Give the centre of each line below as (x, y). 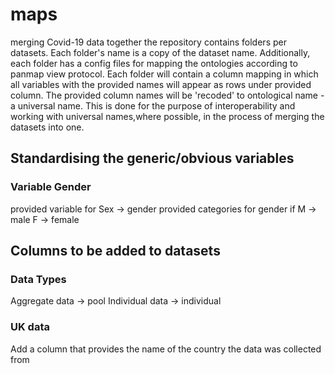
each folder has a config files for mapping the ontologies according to (154, 63)
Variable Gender (51, 187)
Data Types (38, 279)
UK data (30, 327)
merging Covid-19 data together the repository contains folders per (148, 42)
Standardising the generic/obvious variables (152, 158)
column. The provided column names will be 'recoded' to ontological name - (167, 95)
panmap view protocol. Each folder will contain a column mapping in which (164, 74)
